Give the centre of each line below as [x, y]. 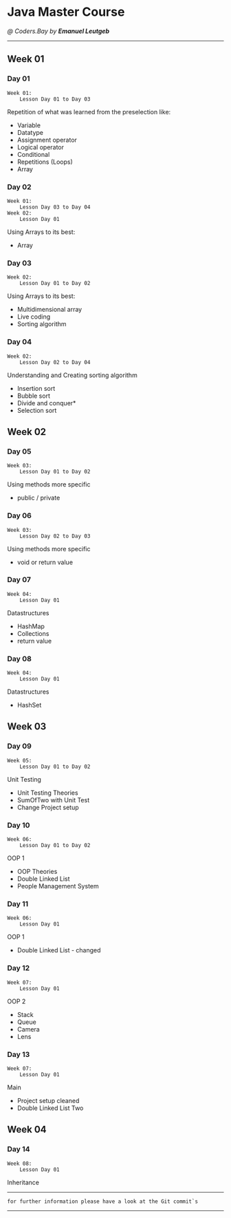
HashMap [31, 626]
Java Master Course [66, 12]
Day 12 [19, 968]
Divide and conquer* [46, 403]
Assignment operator [47, 140]
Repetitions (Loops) [45, 162]
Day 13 [19, 1054]
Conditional [33, 154]
